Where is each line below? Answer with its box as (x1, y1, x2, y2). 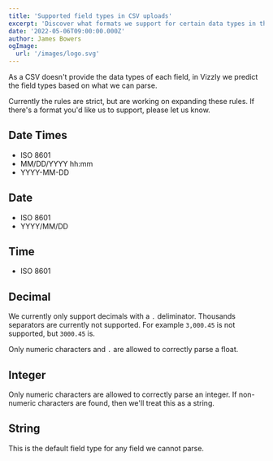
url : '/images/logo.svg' (15, 50, 100, 58)
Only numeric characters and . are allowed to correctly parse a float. (8, 345, 239, 354)
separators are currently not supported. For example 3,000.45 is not (8, 320, 236, 330)
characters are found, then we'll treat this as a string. (37, 398, 215, 408)
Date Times (8, 128, 67, 142)
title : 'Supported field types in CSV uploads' (8, 11, 173, 20)
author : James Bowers (8, 34, 82, 43)
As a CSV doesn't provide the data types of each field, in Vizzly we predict (8, 72, 258, 81)
